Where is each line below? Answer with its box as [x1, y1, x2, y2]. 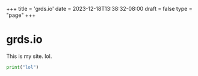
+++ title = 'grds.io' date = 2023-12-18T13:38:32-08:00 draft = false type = [6, 5, 193, 12]
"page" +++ [6, 11, 36, 19]
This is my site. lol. [6, 52, 52, 60]
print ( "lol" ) [6, 64, 39, 70]
